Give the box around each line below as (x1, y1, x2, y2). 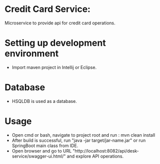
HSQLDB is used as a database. (11, 98, 78, 104)
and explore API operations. (67, 153, 124, 159)
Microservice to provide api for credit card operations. (4, 20, 115, 26)
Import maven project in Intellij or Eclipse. (11, 64, 97, 70)
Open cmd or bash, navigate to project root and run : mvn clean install (11, 132, 156, 138)
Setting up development (4, 37, 106, 49)
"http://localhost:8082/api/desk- (73, 148, 139, 154)
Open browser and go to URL (11, 148, 72, 154)
